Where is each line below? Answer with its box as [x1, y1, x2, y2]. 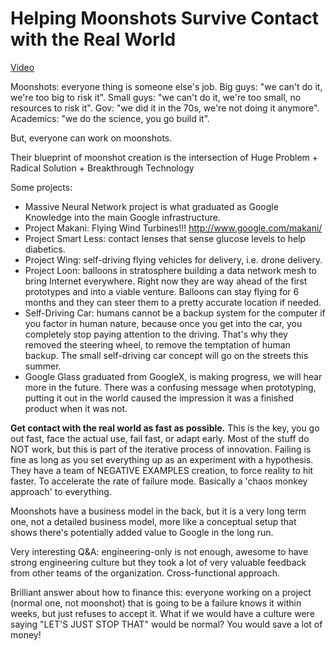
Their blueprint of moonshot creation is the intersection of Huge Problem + [10, 151, 319, 163]
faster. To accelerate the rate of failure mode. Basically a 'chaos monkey [10, 475, 308, 487]
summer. [24, 360, 62, 372]
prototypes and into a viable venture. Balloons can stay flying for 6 [24, 285, 300, 297]
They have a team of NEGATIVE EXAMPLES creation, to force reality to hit [10, 464, 314, 476]
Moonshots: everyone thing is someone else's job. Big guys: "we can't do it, [10, 80, 323, 92]
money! [10, 628, 42, 641]
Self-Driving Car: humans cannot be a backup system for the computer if [24, 307, 326, 319]
